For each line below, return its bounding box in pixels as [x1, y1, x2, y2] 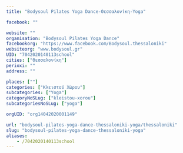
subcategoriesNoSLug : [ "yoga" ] [6, 101, 83, 107]
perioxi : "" [6, 62, 35, 68]
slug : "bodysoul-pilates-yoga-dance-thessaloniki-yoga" [6, 127, 146, 133]
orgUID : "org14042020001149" [6, 111, 78, 117]
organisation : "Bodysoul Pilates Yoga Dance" [6, 35, 119, 41]
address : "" [6, 68, 35, 74]
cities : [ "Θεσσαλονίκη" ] [6, 57, 67, 63]
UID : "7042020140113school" [6, 52, 75, 58]
